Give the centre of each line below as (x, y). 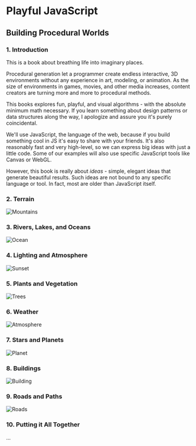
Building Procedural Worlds (58, 33)
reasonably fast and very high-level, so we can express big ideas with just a (98, 147)
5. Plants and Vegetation (42, 283)
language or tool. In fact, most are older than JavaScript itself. (81, 183)
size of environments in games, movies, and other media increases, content (98, 86)
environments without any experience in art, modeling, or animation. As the (97, 80)
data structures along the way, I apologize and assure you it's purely (89, 117)
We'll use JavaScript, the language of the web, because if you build (88, 134)
